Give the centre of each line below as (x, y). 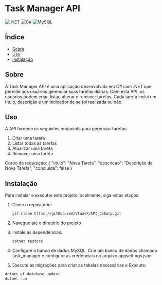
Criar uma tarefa (28, 138)
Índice (15, 37)
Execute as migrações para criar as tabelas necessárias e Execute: (79, 265)
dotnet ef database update (32, 274)
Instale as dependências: (37, 232)
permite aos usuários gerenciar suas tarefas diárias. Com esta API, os (75, 91)
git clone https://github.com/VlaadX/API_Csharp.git (67, 214)
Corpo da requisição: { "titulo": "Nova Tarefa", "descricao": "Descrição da (79, 163)
